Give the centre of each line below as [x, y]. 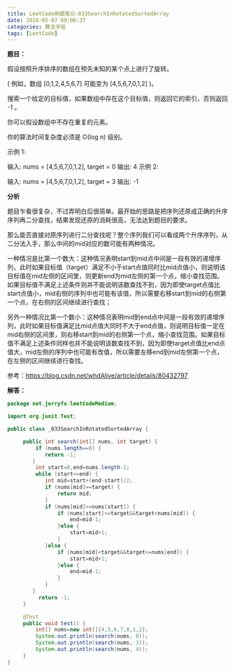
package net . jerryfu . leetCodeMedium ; [62, 404]
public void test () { [54, 623]
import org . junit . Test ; [42, 417]
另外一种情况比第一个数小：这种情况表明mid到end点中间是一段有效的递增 [113, 317]
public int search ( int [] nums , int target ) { [90, 441]
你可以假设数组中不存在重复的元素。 [59, 122]
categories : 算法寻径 [37, 27]
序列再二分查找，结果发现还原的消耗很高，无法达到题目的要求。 [99, 220]
